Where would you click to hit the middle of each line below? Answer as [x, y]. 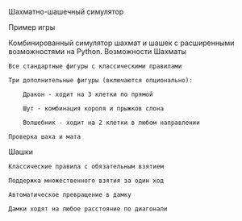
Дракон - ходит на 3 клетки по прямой [88, 94]
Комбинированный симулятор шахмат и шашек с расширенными [121, 43]
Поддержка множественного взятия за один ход [86, 181]
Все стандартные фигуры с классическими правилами [95, 66]
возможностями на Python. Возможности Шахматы [98, 51]
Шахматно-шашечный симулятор [66, 12]
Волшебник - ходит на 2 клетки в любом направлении [111, 123]
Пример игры [32, 27]
